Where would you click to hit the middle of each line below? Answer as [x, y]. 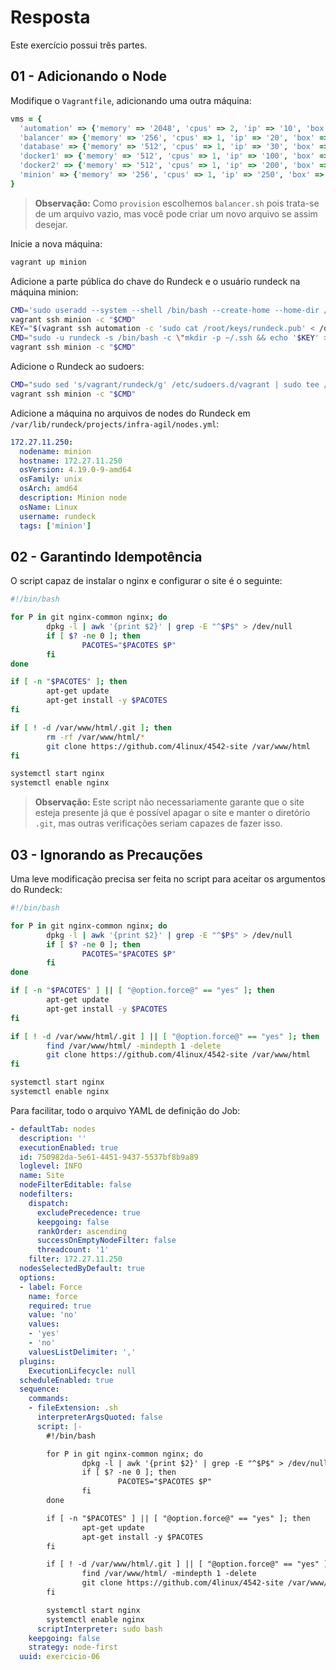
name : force [53, 1296]
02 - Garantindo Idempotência [106, 556]
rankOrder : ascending [82, 1231]
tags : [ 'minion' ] [55, 526]
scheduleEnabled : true [66, 1380]
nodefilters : [46, 1194]
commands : [49, 1399]
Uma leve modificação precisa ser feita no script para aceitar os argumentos [168, 879]
